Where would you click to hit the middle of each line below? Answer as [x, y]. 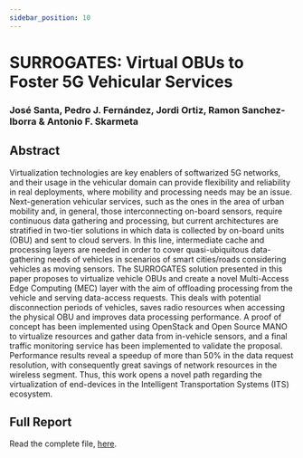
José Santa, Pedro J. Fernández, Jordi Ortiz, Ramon [125, 110]
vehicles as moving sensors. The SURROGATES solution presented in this [146, 269]
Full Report [41, 422]
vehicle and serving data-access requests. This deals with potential [135, 297]
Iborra [23, 121]
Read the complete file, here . [63, 444]
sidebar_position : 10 [50, 18]
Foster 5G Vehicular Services [121, 81]
